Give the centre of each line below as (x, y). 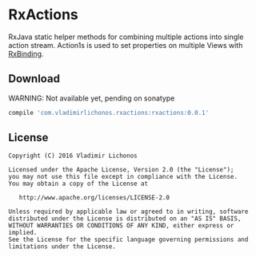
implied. (23, 233)
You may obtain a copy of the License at (78, 184)
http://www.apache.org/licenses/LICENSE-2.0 (94, 198)
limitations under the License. (62, 247)
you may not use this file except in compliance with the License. (123, 177)
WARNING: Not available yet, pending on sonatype (92, 98)
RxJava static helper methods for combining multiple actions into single (126, 37)
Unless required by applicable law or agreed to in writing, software (128, 212)
